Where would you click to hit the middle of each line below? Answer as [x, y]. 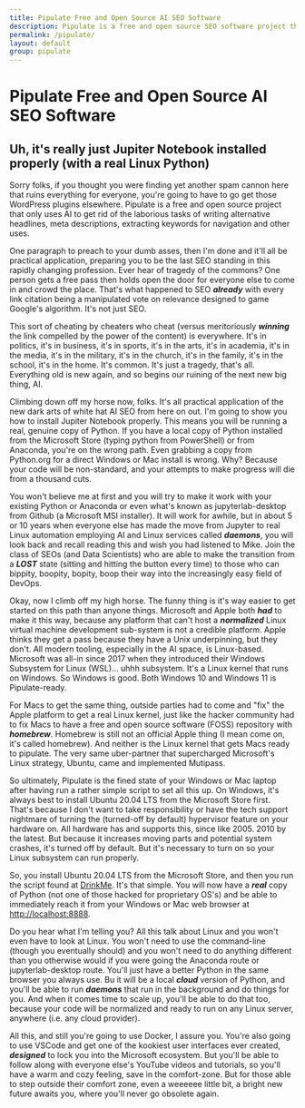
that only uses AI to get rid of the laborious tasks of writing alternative [140, 214]
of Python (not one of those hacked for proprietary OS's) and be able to [143, 895]
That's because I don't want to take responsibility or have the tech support [149, 809]
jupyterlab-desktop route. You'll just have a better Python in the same [139, 970]
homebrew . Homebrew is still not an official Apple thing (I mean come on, [148, 734]
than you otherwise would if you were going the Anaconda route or [135, 961]
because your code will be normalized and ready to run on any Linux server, [152, 1009]
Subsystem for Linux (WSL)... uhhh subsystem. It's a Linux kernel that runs [149, 669]
